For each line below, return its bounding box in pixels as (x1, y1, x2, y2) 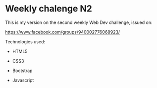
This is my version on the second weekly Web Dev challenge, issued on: (5, 19, 153, 25)
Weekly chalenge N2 (5, 3, 93, 14)
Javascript (12, 77, 34, 83)
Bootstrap (12, 68, 33, 74)
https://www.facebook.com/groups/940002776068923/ (5, 29, 120, 35)
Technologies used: (5, 38, 46, 45)
